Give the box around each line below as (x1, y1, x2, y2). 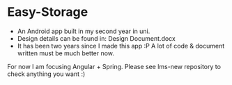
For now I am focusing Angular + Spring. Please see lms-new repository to (7, 62, 222, 70)
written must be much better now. (17, 49, 115, 57)
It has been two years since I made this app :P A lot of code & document (17, 41, 225, 50)
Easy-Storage (7, 4, 88, 20)
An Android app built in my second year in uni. (17, 27, 150, 35)
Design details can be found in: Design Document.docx (17, 34, 176, 42)
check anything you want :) (7, 70, 86, 78)
